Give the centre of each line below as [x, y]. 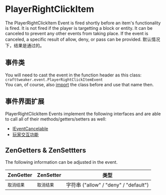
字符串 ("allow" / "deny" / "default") [108, 185]
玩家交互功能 [25, 134]
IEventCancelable [30, 129]
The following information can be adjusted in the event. [61, 162]
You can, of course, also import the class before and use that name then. [80, 84]
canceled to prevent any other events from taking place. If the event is [77, 33]
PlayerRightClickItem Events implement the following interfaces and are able [83, 114]
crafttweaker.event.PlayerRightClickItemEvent [54, 80]
